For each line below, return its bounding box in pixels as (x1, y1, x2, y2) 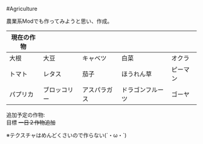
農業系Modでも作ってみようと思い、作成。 (6, 17, 113, 25)
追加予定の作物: (6, 111, 45, 118)
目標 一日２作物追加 (6, 119, 56, 126)
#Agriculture (6, 5, 37, 12)
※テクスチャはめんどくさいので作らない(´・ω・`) (6, 132, 127, 139)
